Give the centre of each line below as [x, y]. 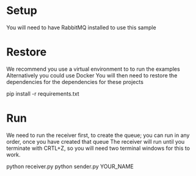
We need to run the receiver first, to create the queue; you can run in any [98, 135]
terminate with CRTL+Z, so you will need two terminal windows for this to [98, 148]
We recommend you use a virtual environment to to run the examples [93, 69]
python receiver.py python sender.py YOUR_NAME [70, 166]
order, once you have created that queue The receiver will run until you [96, 141]
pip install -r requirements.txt [43, 93]
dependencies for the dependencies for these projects [75, 82]
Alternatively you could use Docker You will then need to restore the [92, 75]
